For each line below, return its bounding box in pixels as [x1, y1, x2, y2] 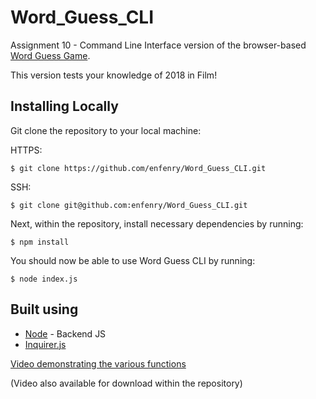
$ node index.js [10, 274, 78, 284]
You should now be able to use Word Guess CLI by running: [10, 254, 256, 266]
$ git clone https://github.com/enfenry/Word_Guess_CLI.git [10, 163, 267, 173]
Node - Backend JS [24, 327, 107, 340]
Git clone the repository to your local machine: [10, 124, 202, 136]
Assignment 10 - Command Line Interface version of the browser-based [10, 39, 307, 51]
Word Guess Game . [10, 49, 91, 61]
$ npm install [10, 237, 70, 247]
